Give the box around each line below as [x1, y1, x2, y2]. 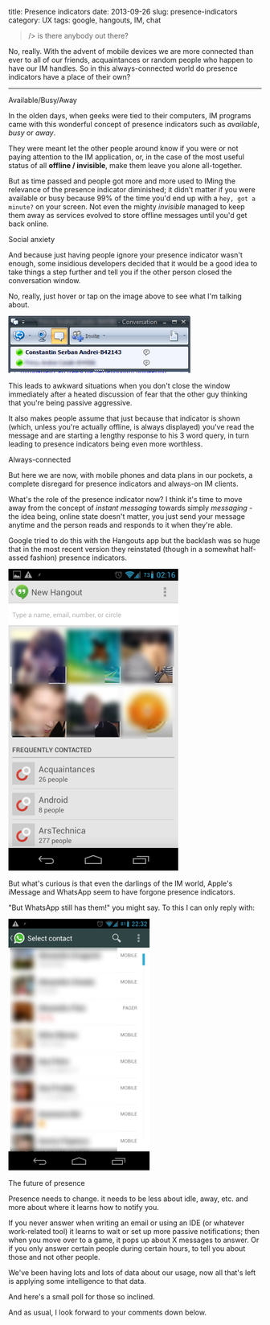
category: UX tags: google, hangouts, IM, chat [8, 15, 162, 25]
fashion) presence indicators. [30, 553, 127, 562]
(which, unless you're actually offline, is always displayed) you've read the [8, 422, 255, 431]
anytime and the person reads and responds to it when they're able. [8, 521, 233, 529]
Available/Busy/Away [8, 96, 78, 105]
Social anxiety [8, 235, 55, 244]
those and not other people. [8, 1253, 100, 1261]
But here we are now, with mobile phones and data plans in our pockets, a [8, 471, 253, 479]
